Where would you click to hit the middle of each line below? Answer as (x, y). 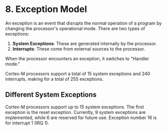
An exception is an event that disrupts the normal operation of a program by (83, 23)
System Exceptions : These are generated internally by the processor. (85, 43)
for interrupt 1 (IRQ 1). (27, 123)
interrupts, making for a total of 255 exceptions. (54, 79)
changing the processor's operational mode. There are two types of (75, 28)
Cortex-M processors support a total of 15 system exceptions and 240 (78, 73)
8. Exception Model (46, 9)
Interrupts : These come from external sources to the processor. (79, 49)
